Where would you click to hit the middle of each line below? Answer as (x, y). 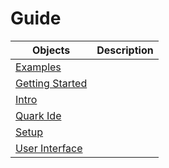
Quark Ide (38, 115)
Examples (38, 67)
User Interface (49, 148)
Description (125, 50)
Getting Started (51, 83)
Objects (51, 50)
